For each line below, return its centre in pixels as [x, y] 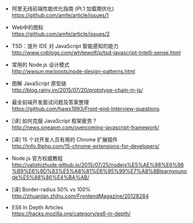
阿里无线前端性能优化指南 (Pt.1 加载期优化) [63, 9]
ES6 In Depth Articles [37, 207]
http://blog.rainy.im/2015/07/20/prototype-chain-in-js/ [77, 90]
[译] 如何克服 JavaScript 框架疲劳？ [55, 121]
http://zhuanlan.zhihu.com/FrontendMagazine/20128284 [80, 196]
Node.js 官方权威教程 [37, 158]
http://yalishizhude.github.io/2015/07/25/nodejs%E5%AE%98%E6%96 [98, 165]
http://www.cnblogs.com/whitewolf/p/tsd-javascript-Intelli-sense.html [96, 53]
